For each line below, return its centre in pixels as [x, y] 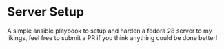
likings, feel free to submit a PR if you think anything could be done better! [112, 37]
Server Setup [46, 12]
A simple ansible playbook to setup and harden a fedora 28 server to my [110, 31]
